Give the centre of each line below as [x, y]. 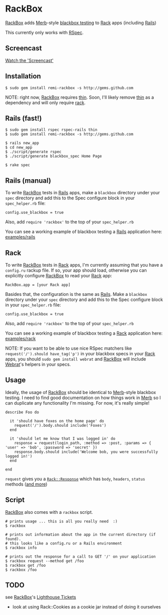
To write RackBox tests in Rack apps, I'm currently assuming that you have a [84, 265]
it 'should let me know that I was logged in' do [62, 438]
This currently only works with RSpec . [44, 32]
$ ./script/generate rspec [33, 152]
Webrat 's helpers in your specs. [38, 364]
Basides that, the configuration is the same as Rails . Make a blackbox [76, 294]
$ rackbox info [21, 548]
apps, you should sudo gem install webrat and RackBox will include [76, 359]
